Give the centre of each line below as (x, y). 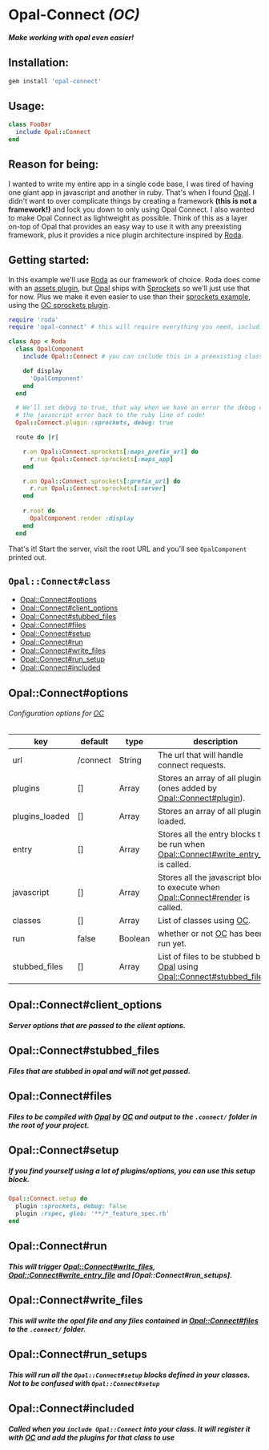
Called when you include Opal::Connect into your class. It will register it (129, 1428)
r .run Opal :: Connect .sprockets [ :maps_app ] (101, 459)
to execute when (189, 887)
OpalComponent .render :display (82, 518)
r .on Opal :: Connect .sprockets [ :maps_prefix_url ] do (110, 452)
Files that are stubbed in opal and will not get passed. (99, 1071)
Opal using (178, 966)
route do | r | (37, 437)
